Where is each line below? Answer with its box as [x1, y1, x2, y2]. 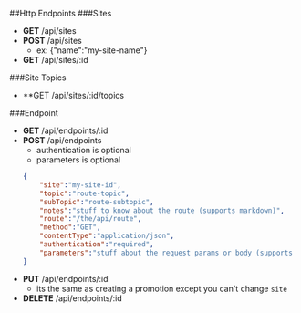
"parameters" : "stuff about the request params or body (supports [39, 248, 294, 257]
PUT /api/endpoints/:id [22, 273, 109, 284]
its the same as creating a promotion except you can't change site [36, 283, 287, 294]
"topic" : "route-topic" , [39, 189, 130, 198]
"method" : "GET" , [39, 223, 101, 232]
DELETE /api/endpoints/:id [22, 292, 123, 304]
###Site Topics [9, 72, 67, 83]
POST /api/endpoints [22, 135, 102, 145]
